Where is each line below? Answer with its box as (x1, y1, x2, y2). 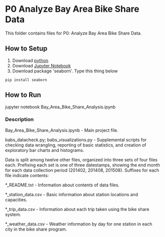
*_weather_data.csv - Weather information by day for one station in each (5, 221, 153, 227)
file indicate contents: (5, 172, 49, 178)
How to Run (5, 91, 41, 99)
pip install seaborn (5, 77, 48, 82)
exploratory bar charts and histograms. (5, 147, 85, 153)
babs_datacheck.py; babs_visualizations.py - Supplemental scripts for (5, 137, 147, 143)
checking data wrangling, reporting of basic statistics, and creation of (5, 142, 147, 148)
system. (5, 211, 21, 217)
